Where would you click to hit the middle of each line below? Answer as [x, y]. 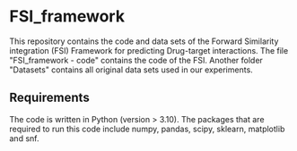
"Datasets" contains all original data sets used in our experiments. [131, 70]
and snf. [24, 138]
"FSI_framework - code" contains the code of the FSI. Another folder [136, 60]
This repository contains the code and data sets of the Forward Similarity [144, 41]
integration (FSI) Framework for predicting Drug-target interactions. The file [149, 50]
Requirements [49, 98]
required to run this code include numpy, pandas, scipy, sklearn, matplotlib [147, 129]
